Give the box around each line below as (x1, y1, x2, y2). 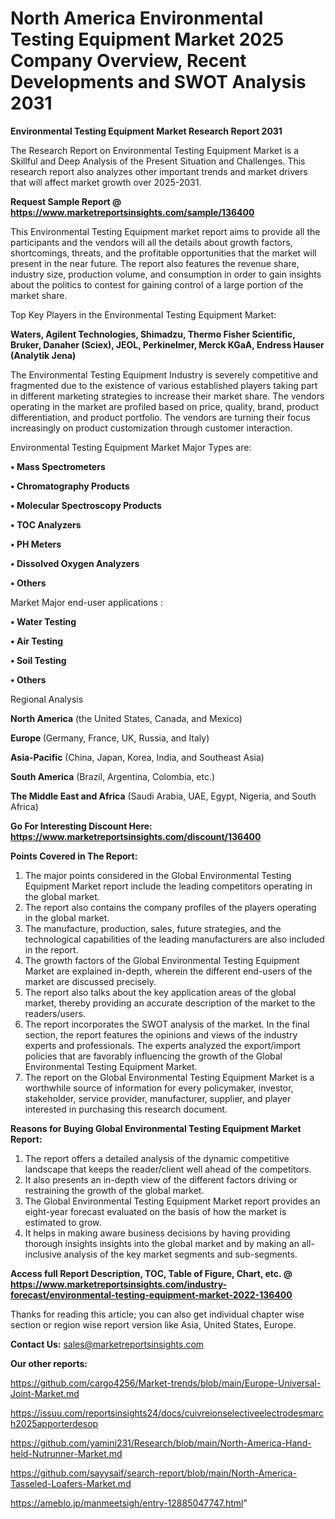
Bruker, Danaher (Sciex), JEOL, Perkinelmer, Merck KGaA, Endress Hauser (10, 338, 325, 351)
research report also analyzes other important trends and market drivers (10, 165, 308, 177)
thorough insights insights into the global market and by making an (24, 1237, 300, 1249)
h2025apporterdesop (10, 1417, 99, 1429)
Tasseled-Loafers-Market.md (10, 1477, 132, 1489)
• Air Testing (10, 635, 64, 647)
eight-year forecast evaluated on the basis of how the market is (24, 1205, 287, 1217)
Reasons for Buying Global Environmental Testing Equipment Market (10, 1122, 302, 1134)
